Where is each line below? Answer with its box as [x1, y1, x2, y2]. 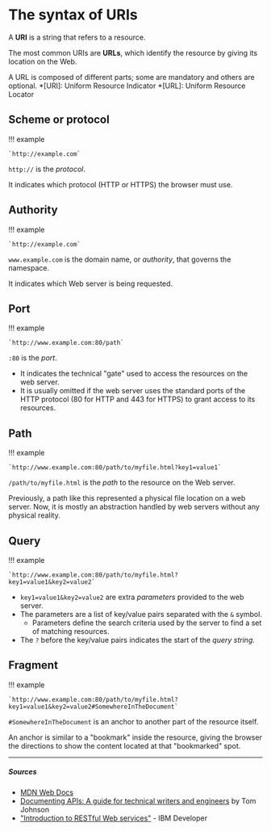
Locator [8, 89, 35, 99]
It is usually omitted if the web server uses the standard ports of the [19, 386, 246, 396]
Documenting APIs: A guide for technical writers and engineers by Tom [19, 795, 256, 805]
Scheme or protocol [8, 113, 110, 127]
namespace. [8, 262, 50, 272]
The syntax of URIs [8, 6, 139, 24]
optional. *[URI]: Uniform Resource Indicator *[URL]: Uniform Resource [8, 81, 246, 90]
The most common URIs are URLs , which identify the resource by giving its [8, 48, 258, 57]
